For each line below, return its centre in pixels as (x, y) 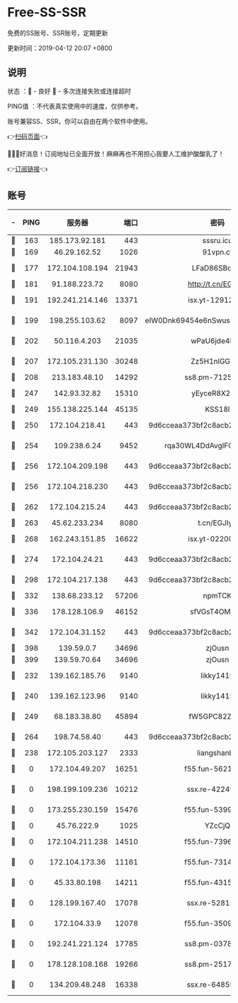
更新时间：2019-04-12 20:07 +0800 (60, 48)
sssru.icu (217, 240)
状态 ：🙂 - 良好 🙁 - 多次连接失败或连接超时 (69, 91)
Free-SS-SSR (47, 12)
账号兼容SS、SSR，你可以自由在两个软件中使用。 (79, 121)
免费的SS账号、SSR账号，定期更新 (58, 33)
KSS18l (217, 409)
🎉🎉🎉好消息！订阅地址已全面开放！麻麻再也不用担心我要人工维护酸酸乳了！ (116, 153)
